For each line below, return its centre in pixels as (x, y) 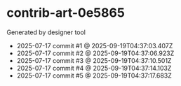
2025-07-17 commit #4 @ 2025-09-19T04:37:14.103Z (94, 68)
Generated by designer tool (46, 32)
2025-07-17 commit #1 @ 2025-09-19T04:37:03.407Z (95, 45)
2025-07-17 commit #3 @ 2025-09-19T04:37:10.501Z (94, 60)
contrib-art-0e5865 (66, 13)
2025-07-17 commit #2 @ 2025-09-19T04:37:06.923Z (95, 53)
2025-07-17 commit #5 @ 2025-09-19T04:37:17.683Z (94, 76)
